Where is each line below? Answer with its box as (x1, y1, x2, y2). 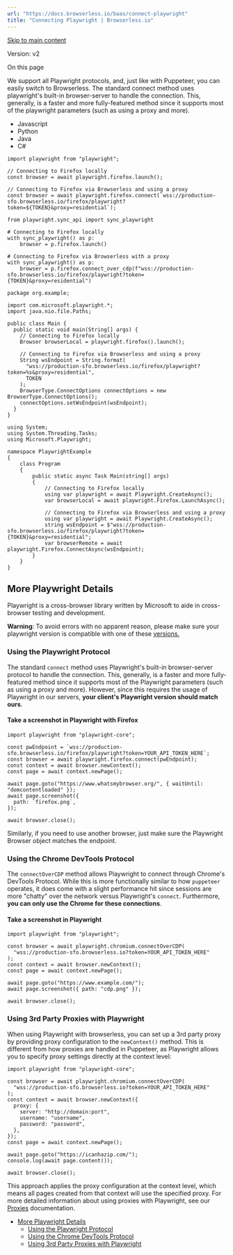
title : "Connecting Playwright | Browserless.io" (7, 17, 154, 24)
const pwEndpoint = (7, 743, 64, 750)
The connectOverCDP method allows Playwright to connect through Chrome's (7, 869, 225, 878)
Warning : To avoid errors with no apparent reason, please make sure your (7, 622, 220, 631)
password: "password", (19, 1120, 86, 1127)
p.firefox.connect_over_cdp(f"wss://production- (51, 265, 195, 272)
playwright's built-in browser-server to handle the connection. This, (7, 91, 201, 100)
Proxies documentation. (7, 1203, 75, 1212)
